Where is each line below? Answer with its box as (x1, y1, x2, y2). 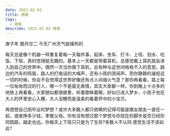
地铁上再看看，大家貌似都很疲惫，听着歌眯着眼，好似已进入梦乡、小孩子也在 (5, 89, 165, 96)
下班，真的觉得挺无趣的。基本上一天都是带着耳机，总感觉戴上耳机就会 (14, 58, 160, 64)
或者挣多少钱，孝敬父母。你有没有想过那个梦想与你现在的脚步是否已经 (14, 113, 160, 119)
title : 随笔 (5, 12, 29, 17)
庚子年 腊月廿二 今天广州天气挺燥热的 (5, 41, 83, 47)
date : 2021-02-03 (5, 7, 42, 13)
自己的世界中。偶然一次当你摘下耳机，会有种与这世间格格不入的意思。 (14, 64, 160, 70)
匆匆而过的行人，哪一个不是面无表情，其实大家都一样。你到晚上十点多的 (14, 83, 165, 89)
